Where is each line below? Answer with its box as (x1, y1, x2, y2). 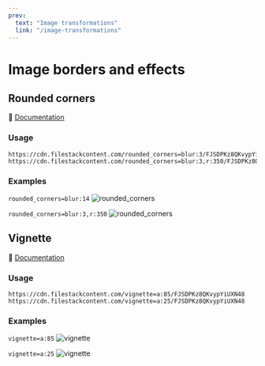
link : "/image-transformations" (15, 26, 122, 34)
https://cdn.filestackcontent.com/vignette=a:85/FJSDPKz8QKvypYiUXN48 (8, 290, 245, 299)
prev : (8, 11, 26, 20)
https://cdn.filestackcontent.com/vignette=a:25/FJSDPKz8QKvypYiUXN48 (8, 297, 245, 305)
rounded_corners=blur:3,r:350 (8, 210, 108, 218)
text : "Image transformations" (15, 19, 118, 27)
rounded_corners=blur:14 (8, 194, 90, 202)
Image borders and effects (8, 60, 185, 78)
